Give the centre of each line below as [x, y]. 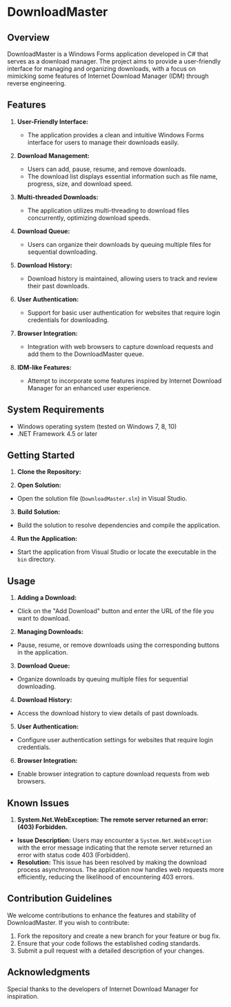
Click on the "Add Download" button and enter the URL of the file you [115, 611]
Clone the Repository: [49, 472]
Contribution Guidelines [60, 898]
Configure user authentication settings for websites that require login [115, 740]
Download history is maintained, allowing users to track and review [122, 278]
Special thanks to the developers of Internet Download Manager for [103, 989]
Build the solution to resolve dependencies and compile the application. [119, 526]
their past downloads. [58, 286]
